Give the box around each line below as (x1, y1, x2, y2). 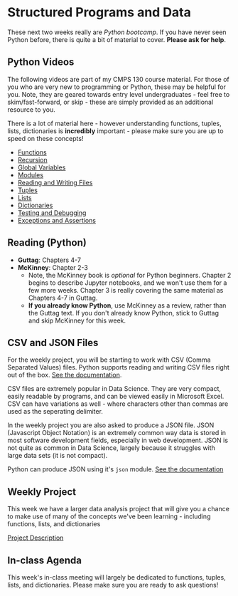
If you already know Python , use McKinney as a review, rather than (28, 300, 227, 310)
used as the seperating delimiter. (7, 407, 103, 416)
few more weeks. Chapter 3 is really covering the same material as (28, 286, 224, 294)
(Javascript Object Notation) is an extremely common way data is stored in (7, 429, 226, 437)
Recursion (17, 155, 48, 164)
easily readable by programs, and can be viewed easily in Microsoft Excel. (7, 392, 225, 401)
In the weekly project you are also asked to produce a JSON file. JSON (7, 421, 215, 429)
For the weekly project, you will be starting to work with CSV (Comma (7, 355, 211, 364)
